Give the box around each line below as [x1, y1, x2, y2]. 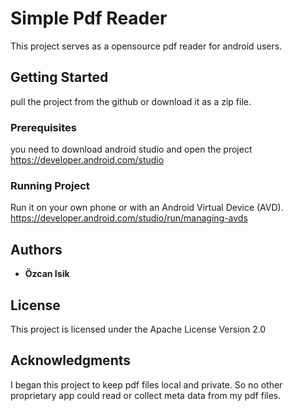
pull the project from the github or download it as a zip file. [10, 95, 252, 107]
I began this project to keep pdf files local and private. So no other [10, 378, 283, 391]
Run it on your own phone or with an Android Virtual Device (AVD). [10, 202, 284, 214]
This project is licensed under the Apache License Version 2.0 [10, 323, 267, 335]
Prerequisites [10, 120, 77, 134]
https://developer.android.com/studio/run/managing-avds [10, 212, 248, 224]
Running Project [10, 178, 90, 192]
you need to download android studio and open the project [10, 143, 253, 156]
